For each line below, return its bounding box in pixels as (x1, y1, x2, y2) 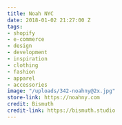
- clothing (7, 62, 39, 69)
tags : (7, 23, 23, 30)
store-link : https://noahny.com (7, 94, 100, 101)
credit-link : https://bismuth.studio (7, 107, 116, 114)
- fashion (7, 68, 36, 75)
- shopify (7, 29, 36, 37)
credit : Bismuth (7, 101, 54, 108)
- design (7, 42, 32, 49)
